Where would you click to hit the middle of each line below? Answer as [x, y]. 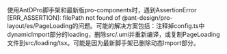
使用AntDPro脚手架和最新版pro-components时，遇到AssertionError [102, 10]
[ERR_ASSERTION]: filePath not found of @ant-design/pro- [90, 18]
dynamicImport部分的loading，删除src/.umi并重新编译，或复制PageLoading [113, 34]
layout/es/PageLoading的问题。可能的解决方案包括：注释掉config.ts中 [106, 26]
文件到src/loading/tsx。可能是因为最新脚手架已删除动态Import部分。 [103, 43]
